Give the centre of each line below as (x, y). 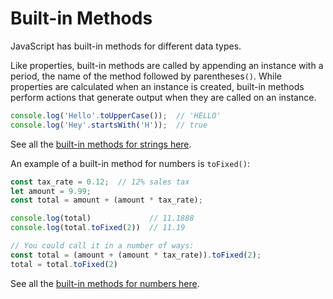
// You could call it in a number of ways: (102, 246)
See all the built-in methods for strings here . (101, 144)
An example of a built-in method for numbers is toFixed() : (130, 163)
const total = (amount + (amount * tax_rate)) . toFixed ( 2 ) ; (136, 255)
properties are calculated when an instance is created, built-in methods (157, 86)
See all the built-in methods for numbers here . (105, 283)
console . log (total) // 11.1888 (102, 218)
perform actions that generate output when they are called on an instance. (163, 97)
